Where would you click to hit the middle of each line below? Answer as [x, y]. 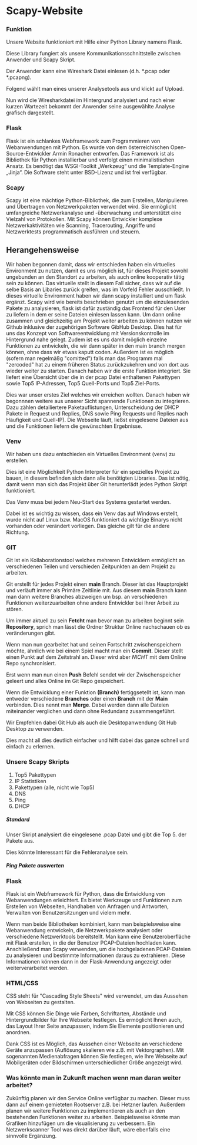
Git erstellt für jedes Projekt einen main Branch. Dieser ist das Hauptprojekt [97, 584]
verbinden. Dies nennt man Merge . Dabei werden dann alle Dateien [88, 705]
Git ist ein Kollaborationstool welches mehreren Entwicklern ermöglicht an [96, 560]
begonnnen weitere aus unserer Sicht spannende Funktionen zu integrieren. [98, 401]
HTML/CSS [22, 984]
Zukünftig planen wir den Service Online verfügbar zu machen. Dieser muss [98, 1098]
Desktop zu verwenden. [35, 729]
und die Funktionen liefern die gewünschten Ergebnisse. [74, 426]
